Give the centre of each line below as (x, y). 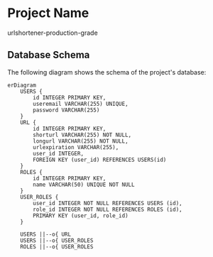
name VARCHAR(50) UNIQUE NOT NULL (84, 185)
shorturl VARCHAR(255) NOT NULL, (82, 135)
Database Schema (49, 55)
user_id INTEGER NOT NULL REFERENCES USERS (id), (108, 203)
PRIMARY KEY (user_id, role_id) (81, 215)
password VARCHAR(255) (66, 110)
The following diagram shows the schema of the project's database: (107, 72)
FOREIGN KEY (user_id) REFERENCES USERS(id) (100, 160)
